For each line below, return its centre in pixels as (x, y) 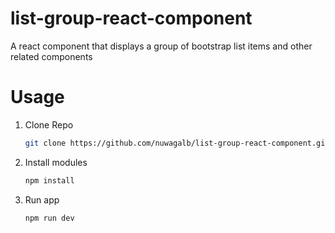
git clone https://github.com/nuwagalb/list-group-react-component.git (177, 143)
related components (51, 56)
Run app (42, 199)
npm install (49, 180)
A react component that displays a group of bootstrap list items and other (161, 46)
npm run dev (49, 218)
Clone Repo (49, 124)
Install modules (56, 162)
